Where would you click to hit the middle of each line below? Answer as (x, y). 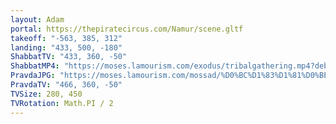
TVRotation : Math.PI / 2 (62, 103)
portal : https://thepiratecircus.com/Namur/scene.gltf (127, 29)
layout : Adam (37, 19)
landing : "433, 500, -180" (66, 47)
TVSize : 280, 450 (46, 94)
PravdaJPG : (33, 76)
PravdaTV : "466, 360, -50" (66, 85)
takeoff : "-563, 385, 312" (66, 38)
